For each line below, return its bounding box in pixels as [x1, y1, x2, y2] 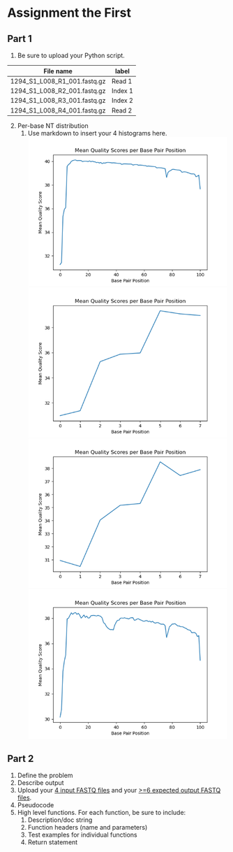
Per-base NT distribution [17, 122, 89, 130]
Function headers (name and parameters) [27, 823, 148, 831]
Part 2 [7, 753, 34, 765]
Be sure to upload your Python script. [17, 51, 126, 59]
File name [43, 66, 73, 75]
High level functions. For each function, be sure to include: [17, 809, 186, 816]
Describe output [17, 779, 64, 787]
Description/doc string [27, 816, 93, 824]
